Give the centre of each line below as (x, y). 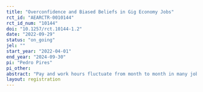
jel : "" (16, 46)
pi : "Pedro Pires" (29, 62)
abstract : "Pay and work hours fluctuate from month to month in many (97, 74)
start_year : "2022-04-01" (39, 51)
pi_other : (19, 68)
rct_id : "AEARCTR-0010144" (40, 18)
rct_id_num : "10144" (32, 23)
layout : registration (34, 79)
